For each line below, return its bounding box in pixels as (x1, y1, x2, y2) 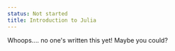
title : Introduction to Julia (7, 17, 97, 24)
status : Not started (7, 10, 69, 17)
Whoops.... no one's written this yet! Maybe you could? (7, 36, 169, 44)
